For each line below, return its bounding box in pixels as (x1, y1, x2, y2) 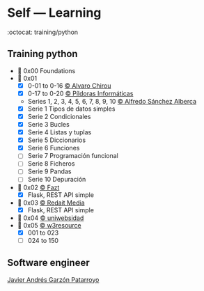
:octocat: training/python (7, 28, 79, 36)
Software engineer (7, 257, 90, 269)
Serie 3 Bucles (27, 120, 70, 128)
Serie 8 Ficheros (27, 159, 75, 168)
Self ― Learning (7, 5, 102, 21)
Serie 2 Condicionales (27, 112, 91, 120)
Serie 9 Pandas (27, 167, 72, 175)
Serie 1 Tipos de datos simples (27, 104, 116, 113)
